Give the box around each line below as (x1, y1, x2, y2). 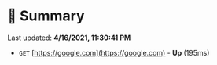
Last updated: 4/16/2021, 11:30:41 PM (7, 33, 131, 42)
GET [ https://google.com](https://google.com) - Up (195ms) (18, 48, 210, 57)
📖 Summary (7, 7, 85, 25)
